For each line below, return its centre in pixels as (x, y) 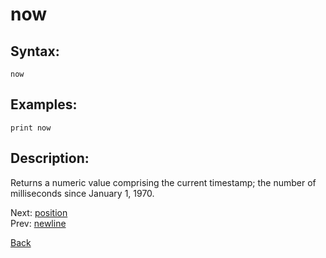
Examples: (44, 104)
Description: (50, 158)
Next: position (39, 212)
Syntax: (35, 51)
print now (31, 128)
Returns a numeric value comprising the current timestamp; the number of (163, 182)
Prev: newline (38, 223)
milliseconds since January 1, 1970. (82, 193)
